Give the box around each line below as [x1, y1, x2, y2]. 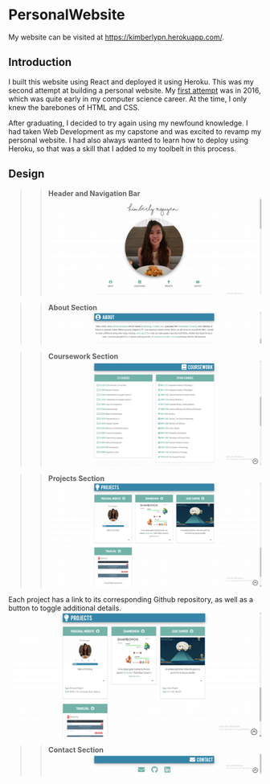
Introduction [8, 55, 72, 69]
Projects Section [47, 473, 105, 483]
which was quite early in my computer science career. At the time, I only [8, 94, 247, 104]
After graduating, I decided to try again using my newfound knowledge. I [8, 118, 248, 128]
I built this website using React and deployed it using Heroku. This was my [8, 76, 255, 86]
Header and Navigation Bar [47, 188, 141, 198]
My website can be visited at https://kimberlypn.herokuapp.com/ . [8, 32, 225, 42]
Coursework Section [47, 351, 119, 361]
